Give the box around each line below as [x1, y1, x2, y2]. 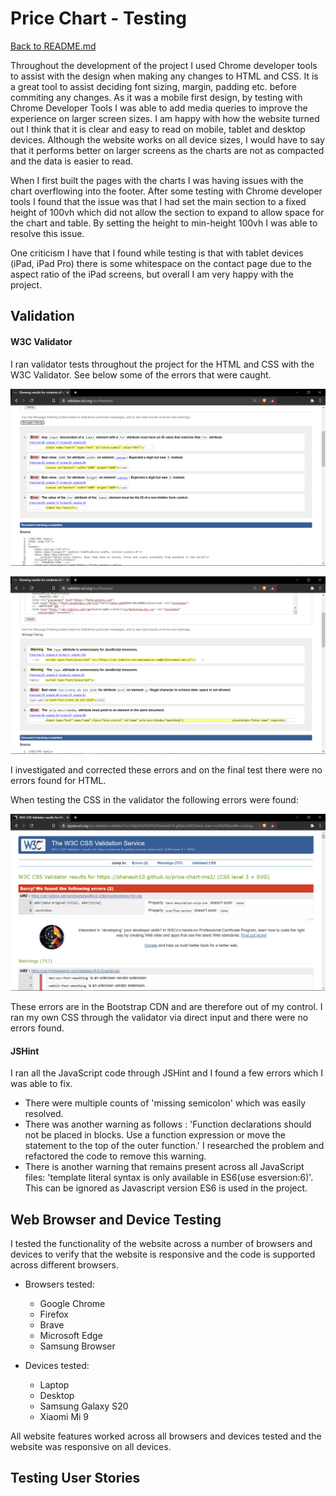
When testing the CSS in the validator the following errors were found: [10, 793, 299, 806]
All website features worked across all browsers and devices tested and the [10, 1430, 322, 1442]
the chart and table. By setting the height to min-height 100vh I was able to [10, 217, 318, 229]
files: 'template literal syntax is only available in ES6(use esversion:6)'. [24, 1172, 314, 1184]
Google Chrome [39, 1298, 106, 1310]
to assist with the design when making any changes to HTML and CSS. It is [10, 70, 319, 82]
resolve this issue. [10, 227, 85, 239]
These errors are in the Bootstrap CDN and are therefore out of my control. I [10, 1001, 323, 1013]
